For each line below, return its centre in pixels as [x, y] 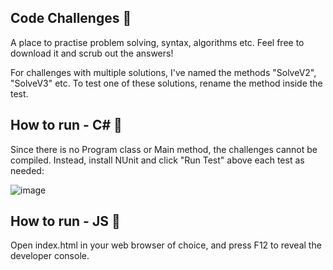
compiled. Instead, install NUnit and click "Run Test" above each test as [157, 160]
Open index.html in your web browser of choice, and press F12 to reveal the [166, 245]
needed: [27, 170]
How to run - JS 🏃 [65, 221]
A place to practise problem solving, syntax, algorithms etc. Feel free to [157, 42]
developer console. [50, 256]
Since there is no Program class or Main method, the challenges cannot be [164, 149]
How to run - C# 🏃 [66, 125]
